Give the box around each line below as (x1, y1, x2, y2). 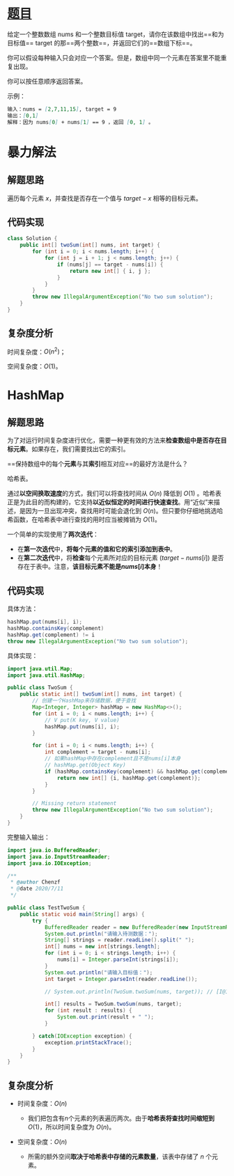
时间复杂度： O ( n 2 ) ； (7, 346, 66, 356)
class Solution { (7, 235, 58, 242)
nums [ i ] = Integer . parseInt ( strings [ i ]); (56, 956, 179, 964)
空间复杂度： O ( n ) (17, 1138, 68, 1146)
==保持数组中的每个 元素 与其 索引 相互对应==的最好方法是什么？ (7, 460, 189, 468)
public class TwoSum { (7, 684, 73, 691)
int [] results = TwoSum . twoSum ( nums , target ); (44, 1001, 182, 1008)
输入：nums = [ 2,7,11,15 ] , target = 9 (7, 105, 117, 113)
